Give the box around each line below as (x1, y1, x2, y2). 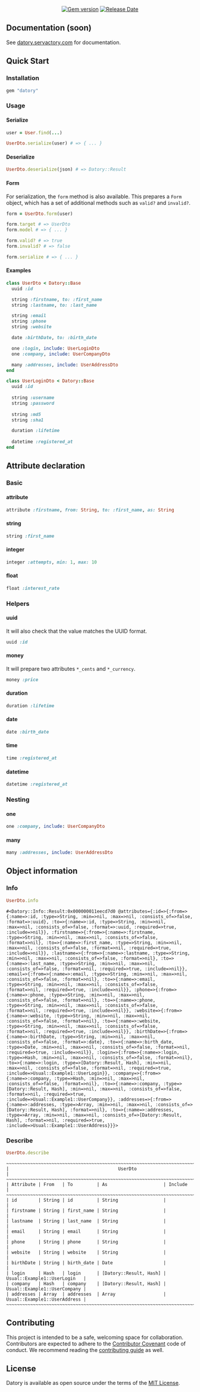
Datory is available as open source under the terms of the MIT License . (6, 1379, 180, 1387)
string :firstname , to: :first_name (11, 296, 102, 303)
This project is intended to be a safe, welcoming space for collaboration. (6, 1334, 183, 1341)
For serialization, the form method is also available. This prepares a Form (6, 193, 182, 200)
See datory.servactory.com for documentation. (6, 39, 121, 46)
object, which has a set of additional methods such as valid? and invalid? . (6, 199, 191, 206)
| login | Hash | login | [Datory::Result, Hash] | (6, 1270, 167, 1276)
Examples (6, 267, 32, 274)
